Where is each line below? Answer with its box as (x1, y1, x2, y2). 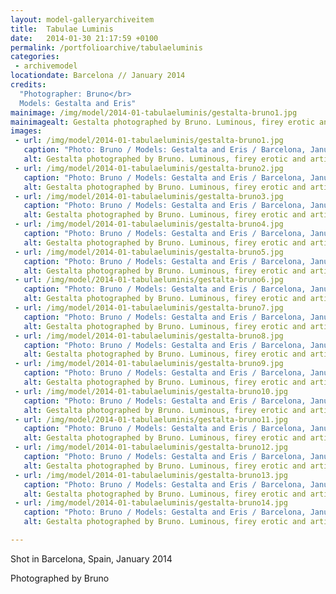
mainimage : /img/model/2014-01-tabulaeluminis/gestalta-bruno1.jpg (10, 107, 298, 118)
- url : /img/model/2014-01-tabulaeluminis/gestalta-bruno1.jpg (14, 136, 284, 146)
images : (10, 126, 43, 136)
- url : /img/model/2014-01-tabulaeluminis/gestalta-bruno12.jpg (14, 442, 288, 453)
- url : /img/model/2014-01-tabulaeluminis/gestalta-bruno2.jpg (14, 163, 284, 173)
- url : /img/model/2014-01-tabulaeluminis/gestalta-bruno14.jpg (14, 498, 288, 508)
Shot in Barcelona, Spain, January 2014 (10, 552, 173, 565)
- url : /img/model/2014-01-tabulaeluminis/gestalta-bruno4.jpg (14, 219, 284, 230)
